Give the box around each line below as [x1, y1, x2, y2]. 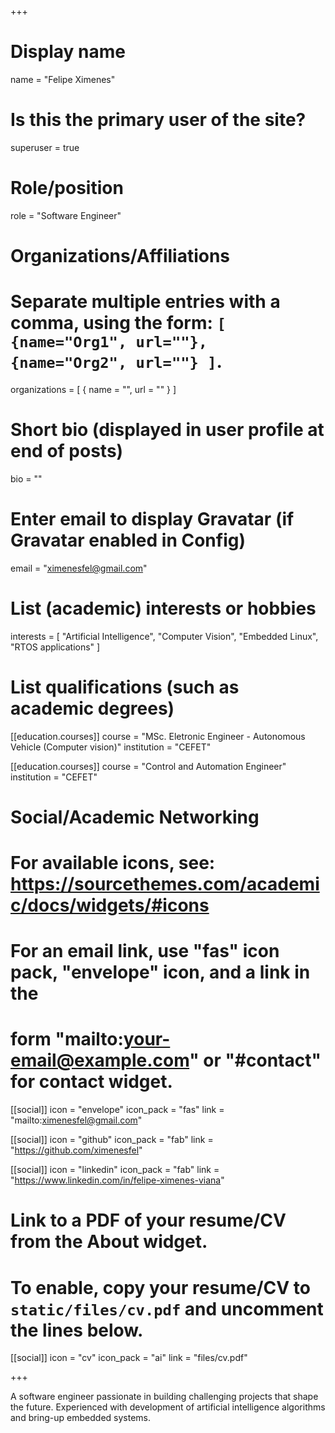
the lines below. [10, 1319, 144, 1341]
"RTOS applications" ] [10, 641, 101, 653]
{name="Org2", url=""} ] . [10, 351, 223, 373]
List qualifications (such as [10, 676, 240, 698]
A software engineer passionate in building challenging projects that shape [10, 1391, 319, 1403]
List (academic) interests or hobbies [10, 597, 317, 620]
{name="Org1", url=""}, [10, 333, 208, 352]
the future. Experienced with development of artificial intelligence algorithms [10, 1401, 326, 1413]
